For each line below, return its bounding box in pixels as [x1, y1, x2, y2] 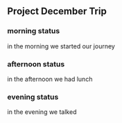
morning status [7, 26, 60, 36]
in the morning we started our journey [7, 41, 116, 50]
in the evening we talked [7, 108, 77, 116]
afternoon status [7, 59, 65, 68]
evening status [7, 92, 59, 102]
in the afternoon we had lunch [7, 75, 93, 83]
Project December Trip [7, 6, 107, 17]
